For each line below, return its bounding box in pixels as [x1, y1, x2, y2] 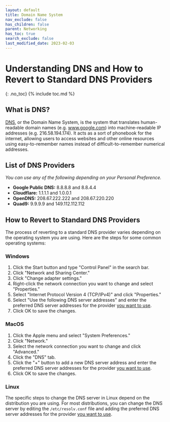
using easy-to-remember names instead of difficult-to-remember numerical [5, 141, 165, 147]
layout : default [5, 7, 40, 13]
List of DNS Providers [5, 161, 75, 169]
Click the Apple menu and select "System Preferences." [12, 332, 131, 338]
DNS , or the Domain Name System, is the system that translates [5, 119, 140, 125]
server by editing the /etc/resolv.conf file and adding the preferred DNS [5, 406, 160, 412]
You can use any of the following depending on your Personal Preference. [5, 174, 162, 181]
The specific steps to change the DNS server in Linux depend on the [5, 395, 150, 401]
